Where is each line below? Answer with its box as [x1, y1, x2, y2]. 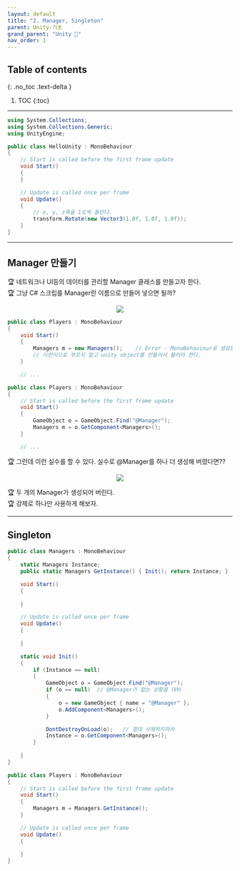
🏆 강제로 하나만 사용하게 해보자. [7, 499, 99, 508]
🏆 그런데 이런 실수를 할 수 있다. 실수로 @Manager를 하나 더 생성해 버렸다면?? [7, 457, 226, 465]
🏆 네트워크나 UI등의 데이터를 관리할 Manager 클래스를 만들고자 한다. [7, 277, 201, 286]
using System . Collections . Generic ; [7, 123, 114, 131]
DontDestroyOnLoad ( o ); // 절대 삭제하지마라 [45, 725, 175, 732]
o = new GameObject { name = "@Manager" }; [58, 699, 191, 707]
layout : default [7, 10, 56, 18]
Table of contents [7, 64, 87, 76]
